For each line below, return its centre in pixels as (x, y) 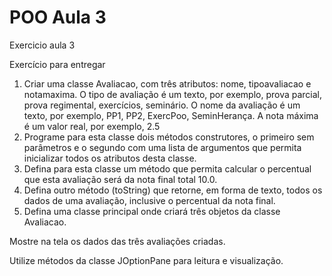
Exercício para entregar (57, 64)
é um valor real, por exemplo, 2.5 (92, 126)
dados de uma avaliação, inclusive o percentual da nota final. (149, 200)
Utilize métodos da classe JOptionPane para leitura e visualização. (146, 260)
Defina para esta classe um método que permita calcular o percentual (167, 168)
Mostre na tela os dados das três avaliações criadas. (117, 241)
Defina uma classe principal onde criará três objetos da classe (152, 211)
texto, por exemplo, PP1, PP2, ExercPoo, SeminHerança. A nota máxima (171, 115)
